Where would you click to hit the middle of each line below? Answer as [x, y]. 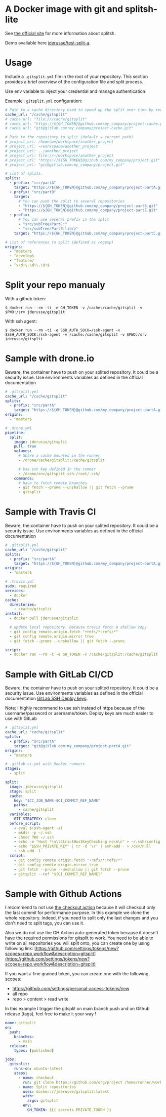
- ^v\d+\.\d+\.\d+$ [30, 265]
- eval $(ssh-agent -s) [39, 828]
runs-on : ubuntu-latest [39, 1069]
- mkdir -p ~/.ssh [33, 833]
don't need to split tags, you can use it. [45, 923]
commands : [24, 478]
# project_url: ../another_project [42, 151]
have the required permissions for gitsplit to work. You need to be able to [79, 938]
